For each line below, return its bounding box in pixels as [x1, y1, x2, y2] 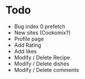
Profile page [14, 35, 44, 42]
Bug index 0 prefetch [14, 23, 66, 30]
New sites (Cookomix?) [14, 29, 71, 36]
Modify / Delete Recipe [14, 54, 70, 61]
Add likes [14, 47, 37, 54]
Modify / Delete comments [14, 66, 79, 73]
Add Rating [14, 42, 42, 49]
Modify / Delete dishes [14, 60, 70, 67]
